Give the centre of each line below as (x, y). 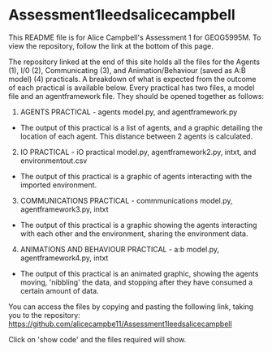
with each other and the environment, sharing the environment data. (134, 234)
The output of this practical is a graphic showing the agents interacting (138, 225)
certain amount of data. (59, 290)
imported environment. (58, 185)
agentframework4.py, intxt (64, 258)
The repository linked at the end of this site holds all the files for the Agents (134, 62)
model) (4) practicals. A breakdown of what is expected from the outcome (132, 79)
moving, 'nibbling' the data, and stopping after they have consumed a (136, 282)
